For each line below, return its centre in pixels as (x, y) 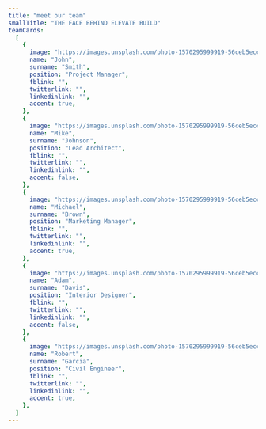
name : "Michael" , (58, 207)
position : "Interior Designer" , (82, 295)
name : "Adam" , (53, 281)
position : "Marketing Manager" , (82, 222)
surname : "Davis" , (59, 288)
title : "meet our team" (47, 15)
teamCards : (26, 30)
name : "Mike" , (53, 133)
